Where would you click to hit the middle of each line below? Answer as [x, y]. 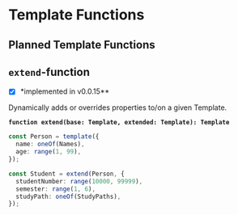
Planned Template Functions [82, 45]
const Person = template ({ [54, 137]
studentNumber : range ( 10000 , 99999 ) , [79, 181]
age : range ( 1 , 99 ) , [49, 152]
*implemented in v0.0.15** [65, 91]
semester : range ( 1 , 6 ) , [55, 189]
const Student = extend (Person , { [67, 174]
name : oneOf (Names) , [50, 144]
